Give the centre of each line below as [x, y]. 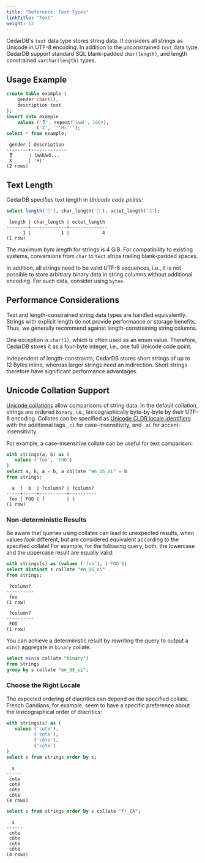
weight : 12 [20, 23]
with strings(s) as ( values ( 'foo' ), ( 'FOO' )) [67, 564]
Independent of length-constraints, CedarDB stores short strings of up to [99, 358]
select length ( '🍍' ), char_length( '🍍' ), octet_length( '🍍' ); [83, 211]
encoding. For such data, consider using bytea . [65, 281]
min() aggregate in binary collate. [49, 647]
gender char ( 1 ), [38, 100]
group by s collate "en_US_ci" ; [47, 670]
